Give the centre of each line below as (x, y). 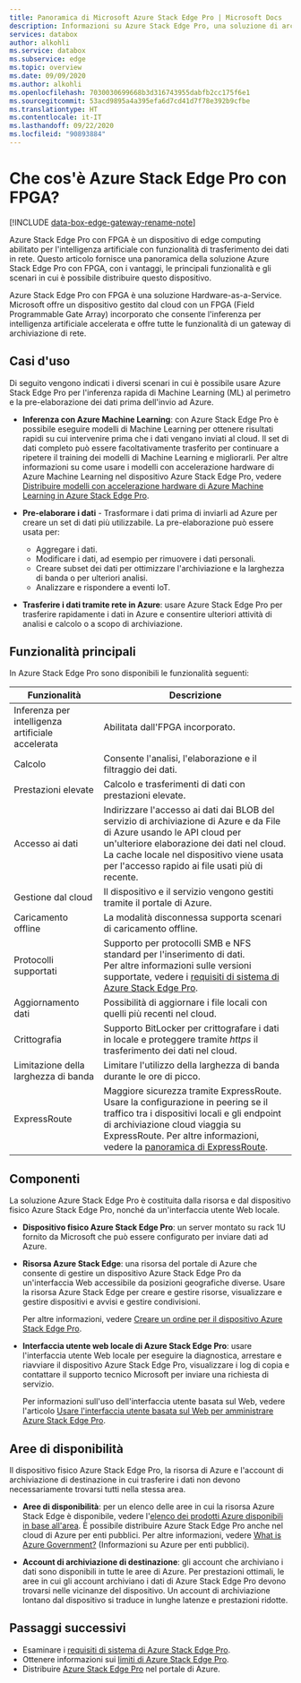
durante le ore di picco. (152, 1077)
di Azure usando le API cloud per (172, 832)
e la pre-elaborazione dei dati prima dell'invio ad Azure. (112, 402)
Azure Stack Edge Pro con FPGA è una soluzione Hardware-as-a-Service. (146, 295)
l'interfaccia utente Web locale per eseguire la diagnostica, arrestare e (152, 1356)
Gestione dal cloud (53, 897)
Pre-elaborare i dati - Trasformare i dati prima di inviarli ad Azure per (150, 512)
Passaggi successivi (68, 1628)
